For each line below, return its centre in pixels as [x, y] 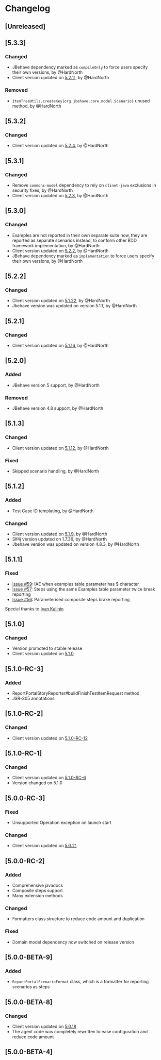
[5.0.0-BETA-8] [29, 1002]
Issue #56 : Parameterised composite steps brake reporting [71, 599]
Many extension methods [37, 896]
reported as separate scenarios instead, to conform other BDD [74, 240]
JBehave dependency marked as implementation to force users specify [83, 256]
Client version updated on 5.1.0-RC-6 [49, 778]
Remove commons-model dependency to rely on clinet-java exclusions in [84, 185]
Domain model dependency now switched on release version [73, 942]
